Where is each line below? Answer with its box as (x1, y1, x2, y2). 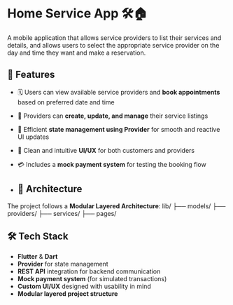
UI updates (17, 133, 50, 141)
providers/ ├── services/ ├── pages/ (7, 209, 117, 217)
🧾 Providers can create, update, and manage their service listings (17, 111, 209, 120)
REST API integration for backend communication (17, 267, 161, 276)
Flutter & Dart (17, 252, 58, 261)
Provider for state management (17, 260, 108, 269)
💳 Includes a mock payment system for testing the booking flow (17, 160, 206, 168)
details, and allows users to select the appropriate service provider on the (7, 41, 220, 49)
